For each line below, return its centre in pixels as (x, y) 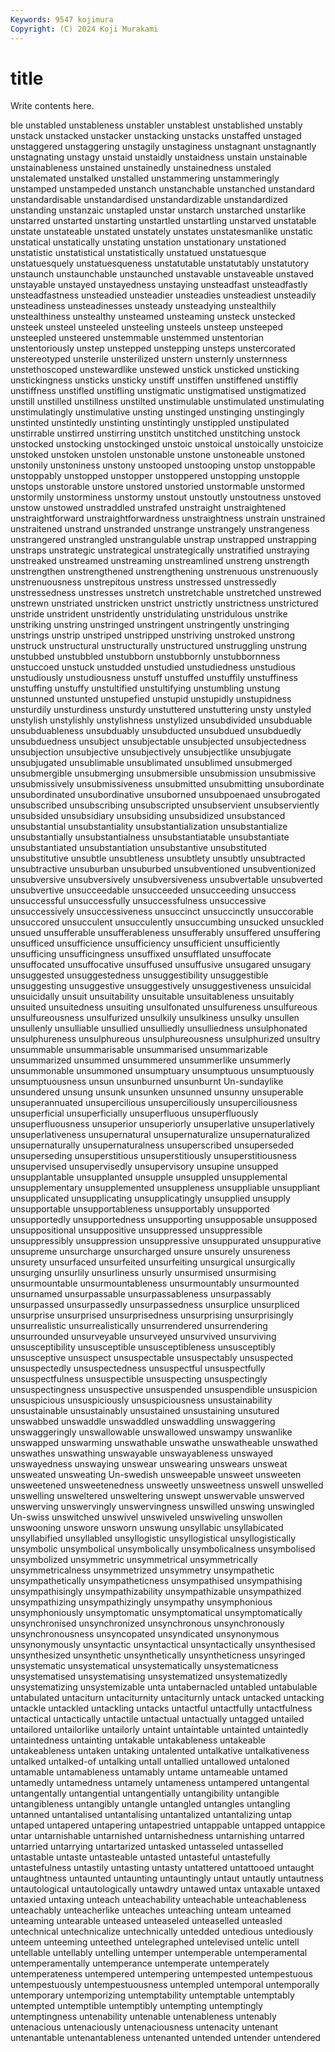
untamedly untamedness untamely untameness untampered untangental (160, 1783)
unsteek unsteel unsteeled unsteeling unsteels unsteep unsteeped (147, 327)
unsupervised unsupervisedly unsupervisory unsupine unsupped (144, 1167)
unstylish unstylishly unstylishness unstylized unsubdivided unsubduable (161, 720)
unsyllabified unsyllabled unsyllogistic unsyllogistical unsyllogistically (153, 1538)
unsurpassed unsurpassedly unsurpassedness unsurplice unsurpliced (155, 1305)
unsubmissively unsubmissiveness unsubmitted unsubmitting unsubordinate (167, 784)
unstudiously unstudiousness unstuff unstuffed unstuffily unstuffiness (154, 678)
